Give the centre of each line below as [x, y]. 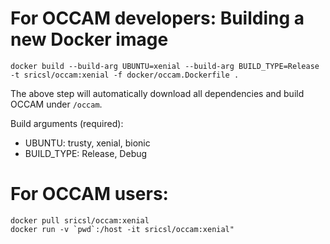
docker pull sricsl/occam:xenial [80, 220]
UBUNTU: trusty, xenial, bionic [87, 143]
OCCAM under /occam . [56, 104]
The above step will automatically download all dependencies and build [157, 93]
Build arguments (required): [67, 123]
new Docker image [89, 39]
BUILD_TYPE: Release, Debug [86, 153]
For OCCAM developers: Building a [157, 18]
